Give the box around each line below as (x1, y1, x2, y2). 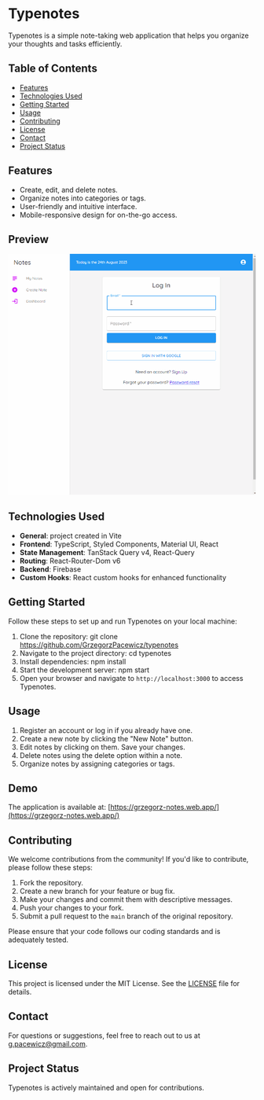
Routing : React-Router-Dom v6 (19, 556, 121, 565)
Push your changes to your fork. (19, 903, 124, 913)
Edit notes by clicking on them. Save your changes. (19, 742, 186, 752)
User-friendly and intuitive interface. (19, 201, 137, 211)
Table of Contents (8, 62, 98, 75)
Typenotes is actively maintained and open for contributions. (8, 1083, 204, 1092)
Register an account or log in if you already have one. (19, 725, 192, 735)
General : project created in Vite (19, 531, 122, 540)
